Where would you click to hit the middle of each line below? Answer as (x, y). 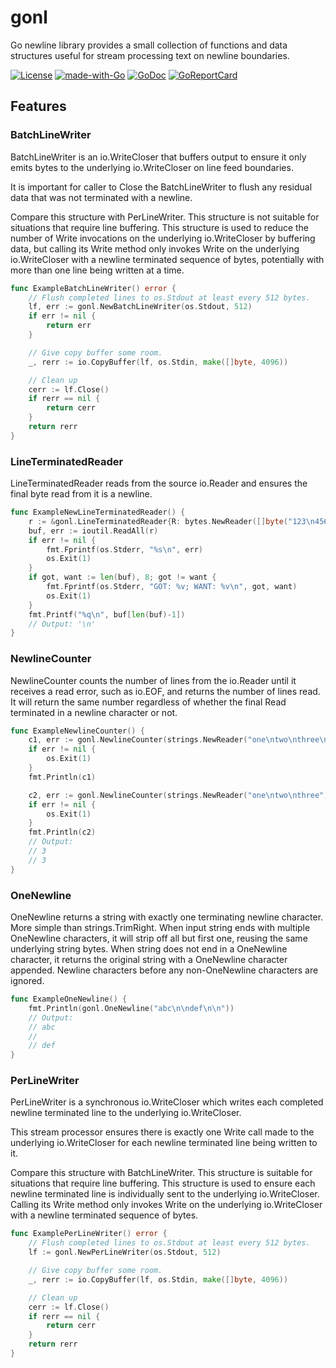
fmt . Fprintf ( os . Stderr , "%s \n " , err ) (124, 549)
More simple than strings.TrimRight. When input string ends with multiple (160, 928)
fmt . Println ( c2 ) (62, 832)
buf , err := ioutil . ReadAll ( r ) (93, 531)
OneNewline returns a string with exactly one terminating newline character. (167, 917)
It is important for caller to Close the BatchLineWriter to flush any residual (161, 187)
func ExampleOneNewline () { (69, 999)
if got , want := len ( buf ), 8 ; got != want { (122, 577)
